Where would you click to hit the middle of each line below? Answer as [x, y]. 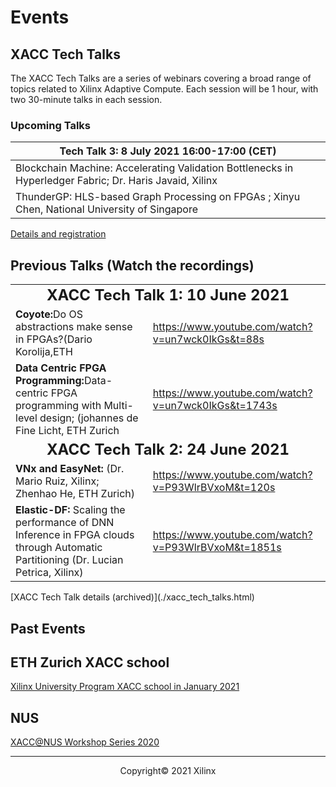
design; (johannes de [89, 418]
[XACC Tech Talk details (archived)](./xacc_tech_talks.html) [132, 597]
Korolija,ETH [44, 352]
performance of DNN [65, 523]
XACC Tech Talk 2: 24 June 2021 [168, 450]
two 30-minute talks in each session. [86, 99]
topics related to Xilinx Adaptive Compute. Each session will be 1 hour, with [164, 89]
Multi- [118, 406]
